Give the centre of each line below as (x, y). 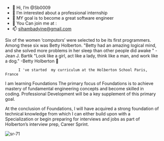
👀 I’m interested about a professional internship (60, 13)
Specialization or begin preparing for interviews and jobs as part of (73, 119)
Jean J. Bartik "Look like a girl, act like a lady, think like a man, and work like (82, 56)
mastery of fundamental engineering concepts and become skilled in (75, 89)
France (12, 74)
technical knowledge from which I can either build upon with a (68, 114)
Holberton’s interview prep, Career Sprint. (47, 124)
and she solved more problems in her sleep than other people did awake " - (81, 51)
